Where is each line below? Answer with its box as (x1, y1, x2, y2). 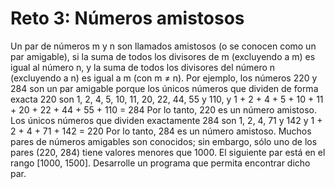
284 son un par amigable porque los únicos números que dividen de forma (10, 82, 319, 94)
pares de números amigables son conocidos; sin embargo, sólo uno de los (10, 135, 318, 147)
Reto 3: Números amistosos (10, 7, 245, 30)
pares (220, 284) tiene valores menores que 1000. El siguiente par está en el (10, 146, 326, 158)
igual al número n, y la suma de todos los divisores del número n (10, 61, 276, 73)
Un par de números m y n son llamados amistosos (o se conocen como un (10, 40, 317, 52)
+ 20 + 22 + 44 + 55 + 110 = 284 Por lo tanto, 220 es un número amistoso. (10, 103, 317, 116)
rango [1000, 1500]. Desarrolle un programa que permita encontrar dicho (10, 157, 311, 169)
